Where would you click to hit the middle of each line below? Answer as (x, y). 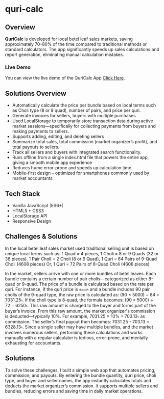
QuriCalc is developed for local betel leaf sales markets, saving (69, 39)
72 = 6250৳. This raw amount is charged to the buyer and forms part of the (81, 305)
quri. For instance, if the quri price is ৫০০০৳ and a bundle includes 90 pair (78, 289)
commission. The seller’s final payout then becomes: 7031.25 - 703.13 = (77, 321)
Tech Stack (23, 194)
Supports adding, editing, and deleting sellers (58, 136)
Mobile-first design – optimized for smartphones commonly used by (81, 173)
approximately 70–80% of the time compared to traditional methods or (76, 44)
